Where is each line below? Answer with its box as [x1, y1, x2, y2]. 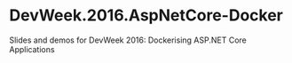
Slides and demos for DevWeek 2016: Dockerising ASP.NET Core [9, 35, 247, 45]
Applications [9, 43, 55, 54]
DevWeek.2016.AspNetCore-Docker [9, 5, 284, 26]
